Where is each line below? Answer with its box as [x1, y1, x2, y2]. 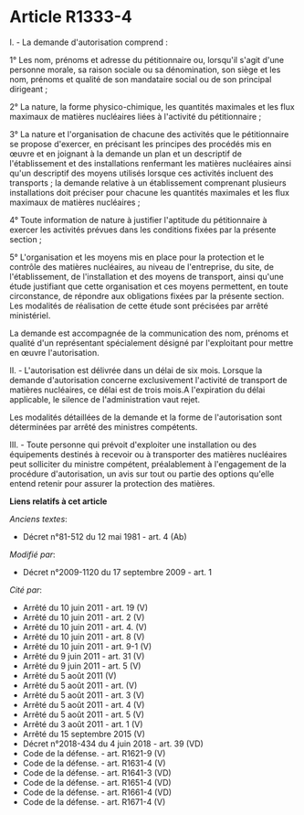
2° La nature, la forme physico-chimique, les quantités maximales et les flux [9, 101, 295, 112]
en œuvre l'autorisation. [9, 347, 100, 358]
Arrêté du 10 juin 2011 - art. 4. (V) [22, 621, 148, 632]
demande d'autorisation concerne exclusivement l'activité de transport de [9, 374, 288, 385]
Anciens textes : [9, 513, 68, 524]
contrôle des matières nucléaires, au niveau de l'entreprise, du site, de [9, 261, 274, 272]
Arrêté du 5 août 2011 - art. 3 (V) [22, 689, 145, 701]
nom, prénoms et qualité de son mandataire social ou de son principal [9, 73, 272, 84]
